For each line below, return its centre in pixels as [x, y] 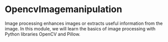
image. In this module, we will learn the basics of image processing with [80, 28]
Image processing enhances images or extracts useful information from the [84, 23]
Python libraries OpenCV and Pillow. [43, 34]
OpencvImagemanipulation [64, 9]
